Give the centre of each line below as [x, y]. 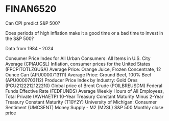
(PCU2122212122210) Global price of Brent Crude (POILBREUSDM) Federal [84, 86]
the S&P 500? [20, 38]
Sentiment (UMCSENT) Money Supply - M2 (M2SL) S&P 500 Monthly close [84, 107]
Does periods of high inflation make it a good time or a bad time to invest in [84, 33]
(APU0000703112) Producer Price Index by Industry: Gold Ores [71, 80]
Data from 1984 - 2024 [29, 48]
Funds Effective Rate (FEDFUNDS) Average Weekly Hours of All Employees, [85, 91]
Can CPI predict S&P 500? [33, 23]
